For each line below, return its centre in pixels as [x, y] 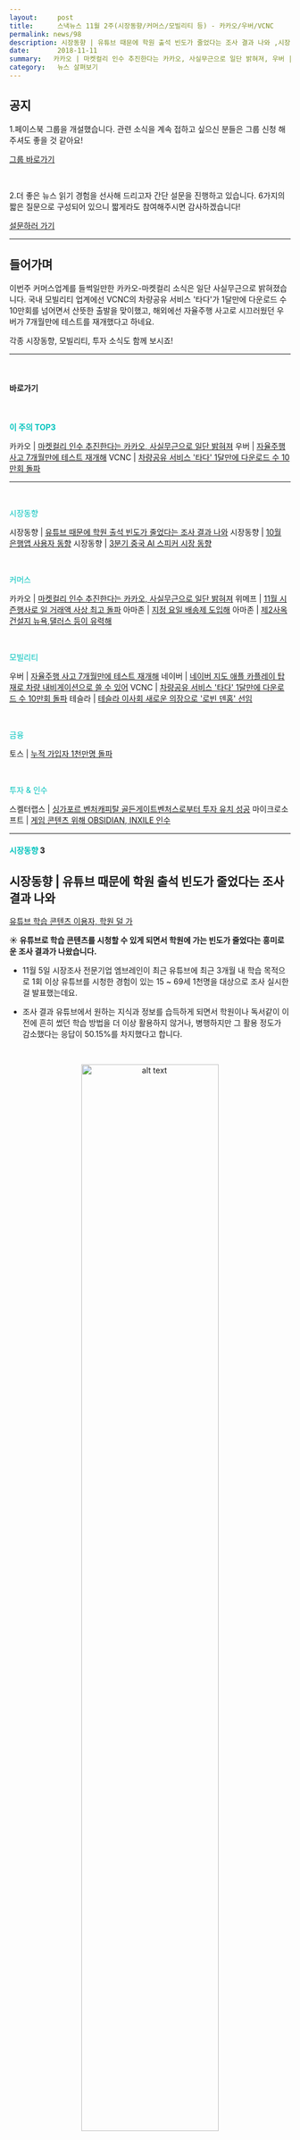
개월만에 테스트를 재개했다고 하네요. [92, 322]
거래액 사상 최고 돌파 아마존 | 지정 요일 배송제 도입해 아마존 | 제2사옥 [169, 609]
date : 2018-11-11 [54, 51]
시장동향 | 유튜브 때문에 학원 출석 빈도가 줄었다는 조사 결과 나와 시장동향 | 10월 [146, 531]
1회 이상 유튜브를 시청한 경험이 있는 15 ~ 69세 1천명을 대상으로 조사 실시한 [160, 982]
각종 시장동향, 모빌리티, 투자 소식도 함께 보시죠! [92, 340]
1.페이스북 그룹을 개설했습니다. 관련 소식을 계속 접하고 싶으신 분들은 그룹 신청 [143, 129]
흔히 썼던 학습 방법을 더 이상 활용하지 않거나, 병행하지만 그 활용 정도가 [160, 1023]
